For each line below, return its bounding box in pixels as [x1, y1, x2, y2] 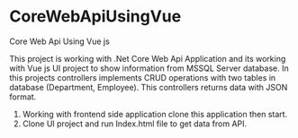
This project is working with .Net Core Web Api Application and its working [9, 53, 286, 64]
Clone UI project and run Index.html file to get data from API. [22, 118, 248, 129]
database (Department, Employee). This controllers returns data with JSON [9, 82, 288, 92]
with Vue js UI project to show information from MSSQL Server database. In [9, 63, 290, 73]
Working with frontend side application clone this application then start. [22, 108, 288, 119]
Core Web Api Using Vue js [9, 36, 110, 47]
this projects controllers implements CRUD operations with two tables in [9, 72, 276, 82]
